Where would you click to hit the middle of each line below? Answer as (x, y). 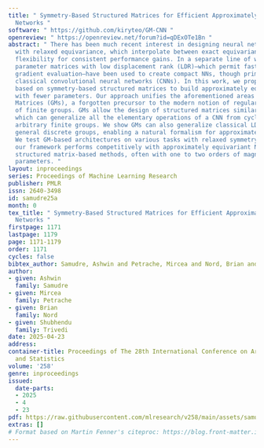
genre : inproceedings (44, 373)
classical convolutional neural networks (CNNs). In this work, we (128, 81)
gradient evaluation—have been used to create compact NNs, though (128, 74)
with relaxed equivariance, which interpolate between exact (117, 52)
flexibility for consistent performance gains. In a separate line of (133, 60)
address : (22, 344)
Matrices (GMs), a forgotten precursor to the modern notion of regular (137, 103)
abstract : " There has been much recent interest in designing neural (126, 45)
